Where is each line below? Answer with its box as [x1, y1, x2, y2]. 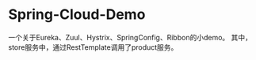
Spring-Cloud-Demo [8, 6, 146, 24]
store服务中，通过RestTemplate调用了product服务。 [8, 42, 178, 52]
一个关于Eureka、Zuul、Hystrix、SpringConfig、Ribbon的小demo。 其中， [8, 32, 252, 42]
